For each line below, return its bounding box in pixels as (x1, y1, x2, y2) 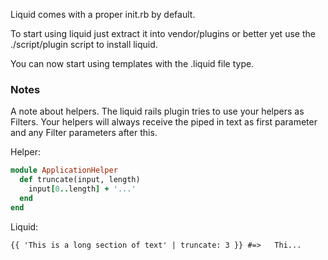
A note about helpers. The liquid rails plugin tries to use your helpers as (10, 105, 305, 118)
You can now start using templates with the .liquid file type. (10, 58, 255, 69)
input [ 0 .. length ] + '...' (28, 184, 137, 194)
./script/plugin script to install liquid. (10, 39, 158, 50)
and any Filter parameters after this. (10, 127, 158, 139)
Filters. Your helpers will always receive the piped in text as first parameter (10, 116, 318, 128)
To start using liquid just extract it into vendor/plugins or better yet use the (10, 28, 316, 39)
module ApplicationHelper (10, 165, 118, 176)
